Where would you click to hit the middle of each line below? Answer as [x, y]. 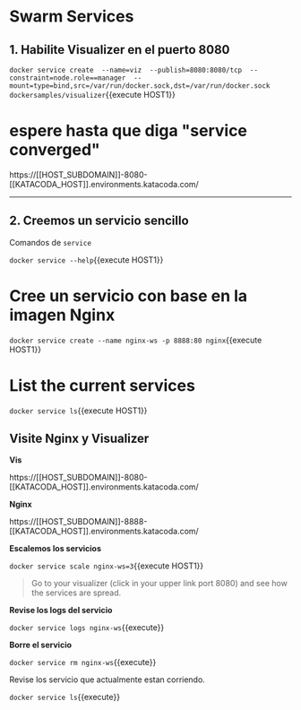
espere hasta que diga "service [129, 131]
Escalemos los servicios [55, 549]
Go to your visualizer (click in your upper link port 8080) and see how [159, 584]
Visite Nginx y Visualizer [79, 439]
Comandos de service [51, 242]
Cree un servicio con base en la [129, 295]
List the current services [102, 385]
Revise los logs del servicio [61, 610]
